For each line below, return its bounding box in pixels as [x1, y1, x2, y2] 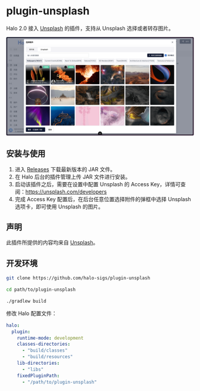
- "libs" [21, 366, 44, 372]
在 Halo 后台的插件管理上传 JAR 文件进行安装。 [14, 173, 131, 180]
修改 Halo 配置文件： [6, 309, 57, 317]
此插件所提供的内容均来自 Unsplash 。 [6, 239, 99, 246]
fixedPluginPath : [17, 372, 60, 378]
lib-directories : [17, 360, 60, 367]
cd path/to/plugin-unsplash [6, 287, 76, 293]
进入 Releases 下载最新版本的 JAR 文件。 [14, 165, 116, 173]
